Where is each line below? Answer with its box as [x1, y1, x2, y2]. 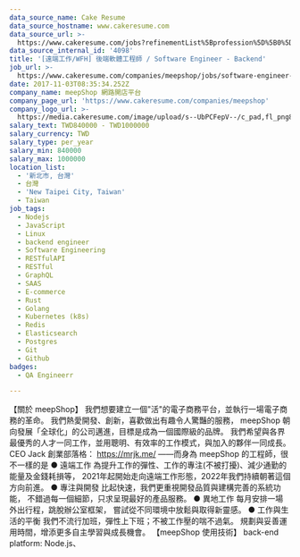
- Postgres [17, 337, 58, 346]
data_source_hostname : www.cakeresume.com [9, 21, 170, 30]
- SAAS [17, 279, 42, 288]
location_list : [9, 163, 66, 172]
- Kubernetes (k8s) [17, 312, 90, 322]
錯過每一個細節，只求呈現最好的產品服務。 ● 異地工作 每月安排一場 [34, 494, 284, 504]
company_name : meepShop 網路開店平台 [9, 88, 142, 97]
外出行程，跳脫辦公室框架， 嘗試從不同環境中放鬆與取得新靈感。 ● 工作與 [9, 504, 281, 515]
